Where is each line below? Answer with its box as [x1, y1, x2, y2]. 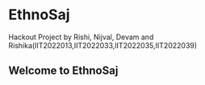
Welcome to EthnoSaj [8, 64, 119, 78]
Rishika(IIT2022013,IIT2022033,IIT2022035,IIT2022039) [8, 40, 198, 50]
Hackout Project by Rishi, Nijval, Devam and [8, 32, 154, 42]
